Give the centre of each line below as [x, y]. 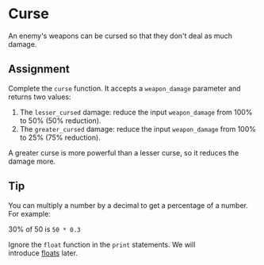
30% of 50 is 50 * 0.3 [44, 229]
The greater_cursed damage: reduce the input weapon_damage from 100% [138, 129]
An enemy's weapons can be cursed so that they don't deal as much [120, 36]
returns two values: [40, 97]
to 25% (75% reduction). [60, 137]
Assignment [39, 69]
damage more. [32, 161]
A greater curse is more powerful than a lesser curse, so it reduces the [124, 152]
